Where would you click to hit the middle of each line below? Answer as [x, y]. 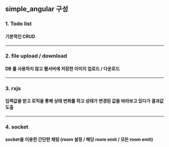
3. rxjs [13, 88]
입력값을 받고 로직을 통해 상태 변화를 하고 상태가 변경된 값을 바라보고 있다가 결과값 [84, 101]
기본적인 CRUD [20, 36]
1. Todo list [18, 24]
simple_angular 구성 [37, 9]
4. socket [17, 127]
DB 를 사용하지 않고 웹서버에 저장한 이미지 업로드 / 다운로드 [62, 69]
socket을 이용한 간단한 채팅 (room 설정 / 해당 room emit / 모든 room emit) [79, 139]
